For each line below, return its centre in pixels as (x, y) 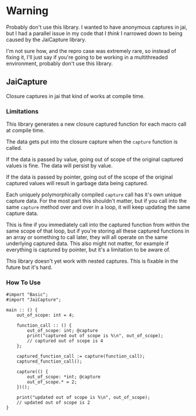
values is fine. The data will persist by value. (59, 166)
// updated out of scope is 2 (54, 403)
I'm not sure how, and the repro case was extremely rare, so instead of (91, 51)
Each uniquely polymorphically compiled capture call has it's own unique (94, 194)
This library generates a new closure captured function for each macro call (96, 124)
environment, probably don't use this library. (59, 63)
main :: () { (22, 310)
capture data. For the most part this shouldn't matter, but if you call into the (97, 201)
